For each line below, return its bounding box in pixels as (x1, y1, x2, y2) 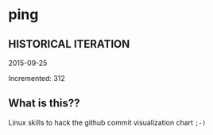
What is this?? (8, 97, 80, 110)
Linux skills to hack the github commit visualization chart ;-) (8, 118, 207, 127)
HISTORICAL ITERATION (8, 37, 130, 51)
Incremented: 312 (8, 74, 65, 83)
